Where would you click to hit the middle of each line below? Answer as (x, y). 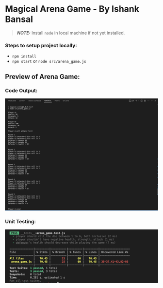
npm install (24, 57)
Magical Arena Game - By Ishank (72, 9)
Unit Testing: (21, 221)
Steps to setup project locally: (41, 45)
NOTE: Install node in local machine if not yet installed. (71, 33)
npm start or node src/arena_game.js (49, 61)
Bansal (19, 19)
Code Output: (21, 90)
